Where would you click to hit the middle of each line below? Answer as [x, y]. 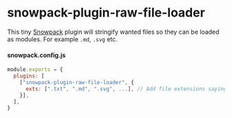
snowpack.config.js [37, 55]
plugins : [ [29, 76]
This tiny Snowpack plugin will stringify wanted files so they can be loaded [113, 32]
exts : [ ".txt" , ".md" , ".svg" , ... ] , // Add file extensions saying [126, 89]
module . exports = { [35, 70]
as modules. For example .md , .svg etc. [62, 39]
